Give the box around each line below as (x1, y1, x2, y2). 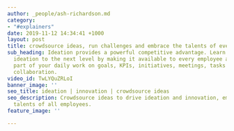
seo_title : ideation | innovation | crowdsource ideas (7, 88, 170, 95)
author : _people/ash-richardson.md (7, 10, 111, 17)
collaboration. (13, 68, 58, 75)
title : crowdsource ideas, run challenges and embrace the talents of (7, 43, 217, 49)
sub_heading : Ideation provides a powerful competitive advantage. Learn (7, 49, 226, 56)
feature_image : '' (7, 107, 61, 114)
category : (7, 17, 36, 24)
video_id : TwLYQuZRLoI (7, 75, 73, 82)
